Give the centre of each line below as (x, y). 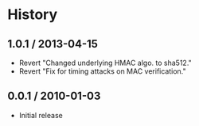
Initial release (41, 115)
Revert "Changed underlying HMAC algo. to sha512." (105, 63)
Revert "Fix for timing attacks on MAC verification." (102, 71)
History (33, 15)
